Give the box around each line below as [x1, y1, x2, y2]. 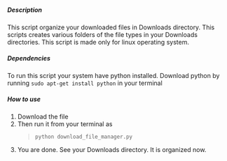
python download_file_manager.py [34, 133, 133, 140]
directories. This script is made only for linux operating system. [7, 38, 189, 46]
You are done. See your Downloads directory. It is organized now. [17, 145, 207, 153]
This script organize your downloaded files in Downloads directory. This [7, 23, 215, 31]
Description [7, 6, 43, 14]
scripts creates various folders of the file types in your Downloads [7, 30, 198, 38]
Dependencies [7, 54, 51, 62]
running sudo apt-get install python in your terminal [7, 79, 163, 87]
